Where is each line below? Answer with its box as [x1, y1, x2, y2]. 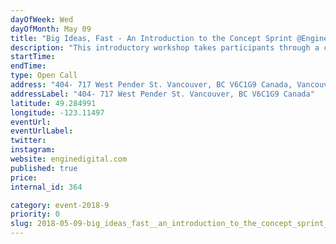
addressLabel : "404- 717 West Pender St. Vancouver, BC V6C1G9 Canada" [10, 89, 315, 99]
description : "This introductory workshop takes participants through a [10, 42, 320, 53]
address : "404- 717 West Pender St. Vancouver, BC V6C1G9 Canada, [10, 80, 293, 90]
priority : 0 [10, 209, 60, 220]
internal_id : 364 [10, 182, 83, 192]
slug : [10, 219, 33, 229]
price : [10, 172, 38, 183]
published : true [10, 163, 78, 173]
